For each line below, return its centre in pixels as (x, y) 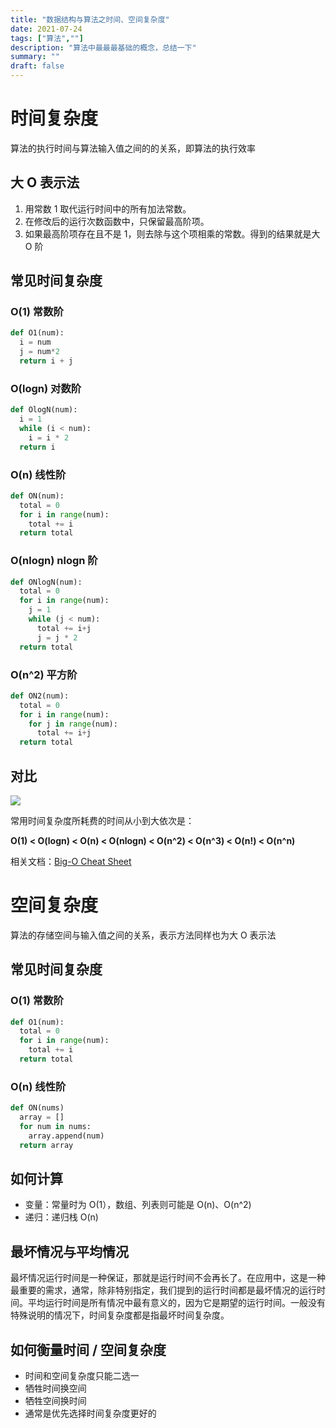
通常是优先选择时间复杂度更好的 (90, 1413)
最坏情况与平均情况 (69, 1251)
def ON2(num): (40, 696)
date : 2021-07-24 (46, 29)
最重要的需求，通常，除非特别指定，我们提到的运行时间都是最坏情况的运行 (163, 1290)
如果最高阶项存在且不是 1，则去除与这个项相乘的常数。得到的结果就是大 (172, 233)
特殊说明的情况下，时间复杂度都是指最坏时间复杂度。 (120, 1315)
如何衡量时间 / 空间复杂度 (88, 1349)
